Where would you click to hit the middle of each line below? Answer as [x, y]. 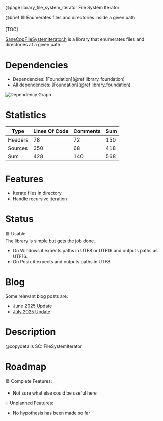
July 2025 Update [32, 311]
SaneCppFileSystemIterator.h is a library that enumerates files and [75, 39]
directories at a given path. [33, 45]
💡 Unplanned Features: [29, 403]
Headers [18, 139]
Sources [18, 148]
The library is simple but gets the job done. [50, 241]
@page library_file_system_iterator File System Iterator [62, 7]
